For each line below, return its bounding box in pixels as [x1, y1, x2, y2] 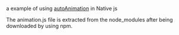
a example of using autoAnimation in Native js [6, 5, 117, 12]
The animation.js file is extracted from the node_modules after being [6, 16, 173, 23]
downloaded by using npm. [6, 23, 73, 29]
